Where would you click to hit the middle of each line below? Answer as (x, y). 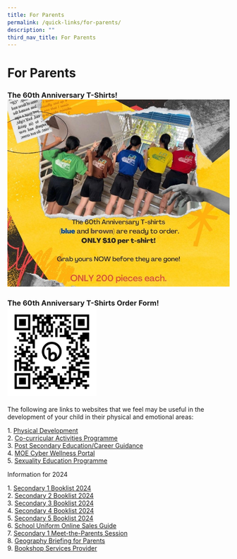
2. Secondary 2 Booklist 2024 (50, 495)
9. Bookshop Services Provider (52, 548)
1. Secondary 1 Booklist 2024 (49, 488)
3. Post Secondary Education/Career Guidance (75, 445)
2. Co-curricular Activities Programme (63, 438)
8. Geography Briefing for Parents (56, 541)
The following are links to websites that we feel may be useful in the (106, 409)
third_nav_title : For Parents (52, 38)
